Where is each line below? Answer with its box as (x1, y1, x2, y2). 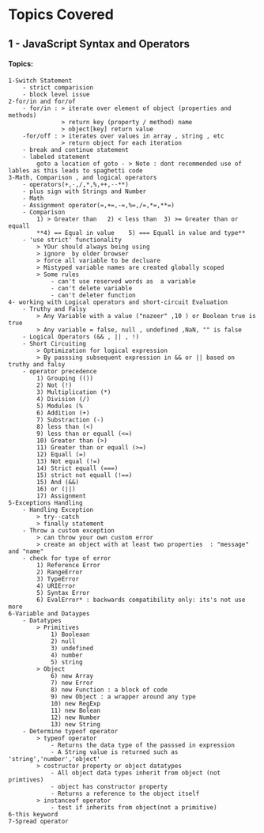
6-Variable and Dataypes (8, 609, 90, 618)
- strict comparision (22, 83, 93, 92)
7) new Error (50, 679, 93, 687)
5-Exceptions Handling (8, 498, 83, 507)
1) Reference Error (36, 561, 101, 569)
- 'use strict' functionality (22, 236, 123, 244)
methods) (8, 111, 37, 119)
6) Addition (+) (36, 409, 90, 417)
